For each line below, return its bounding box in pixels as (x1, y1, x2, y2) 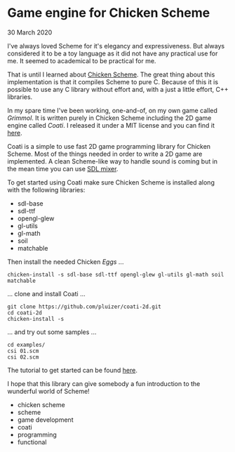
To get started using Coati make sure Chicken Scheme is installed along (7, 178, 215, 187)
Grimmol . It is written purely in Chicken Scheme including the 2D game (7, 114, 212, 122)
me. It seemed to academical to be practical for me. (7, 56, 156, 65)
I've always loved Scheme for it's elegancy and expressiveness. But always (7, 41, 225, 50)
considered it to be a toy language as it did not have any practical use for (7, 49, 218, 58)
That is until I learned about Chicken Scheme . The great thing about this (7, 70, 215, 79)
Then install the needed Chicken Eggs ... (7, 258, 124, 266)
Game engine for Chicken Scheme (7, 5, 210, 21)
